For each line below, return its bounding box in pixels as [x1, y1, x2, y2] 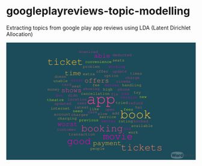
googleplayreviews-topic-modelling [6, 4, 191, 18]
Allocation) [6, 30, 33, 37]
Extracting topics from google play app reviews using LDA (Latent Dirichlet [6, 24, 191, 31]
